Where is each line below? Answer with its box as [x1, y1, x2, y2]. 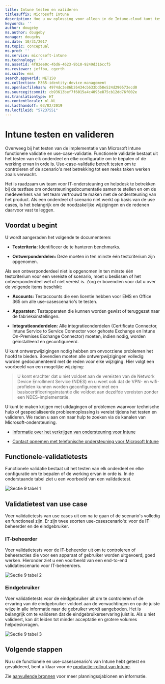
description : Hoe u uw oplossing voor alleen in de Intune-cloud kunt [5, 16, 153, 21]
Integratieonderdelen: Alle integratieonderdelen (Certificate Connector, [12, 323, 158, 328]
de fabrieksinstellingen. [12, 313, 60, 319]
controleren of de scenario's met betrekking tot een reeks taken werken [5, 166, 151, 172]
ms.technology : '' [5, 58, 43, 62]
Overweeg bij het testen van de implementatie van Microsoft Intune [5, 145, 141, 151]
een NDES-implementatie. [17, 394, 70, 400]
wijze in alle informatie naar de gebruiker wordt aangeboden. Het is [5, 606, 141, 612]
